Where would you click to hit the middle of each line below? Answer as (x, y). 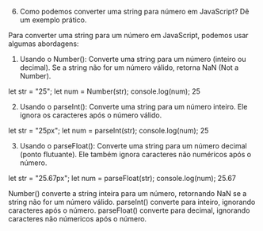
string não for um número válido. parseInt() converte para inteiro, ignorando (132, 202)
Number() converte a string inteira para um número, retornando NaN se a (128, 193)
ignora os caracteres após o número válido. (91, 115)
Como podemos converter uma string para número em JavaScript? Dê (134, 12)
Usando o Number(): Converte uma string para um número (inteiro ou (133, 59)
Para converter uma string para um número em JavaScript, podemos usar (128, 35)
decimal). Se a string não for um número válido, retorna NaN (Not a (129, 67)
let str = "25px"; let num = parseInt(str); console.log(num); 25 (109, 131)
